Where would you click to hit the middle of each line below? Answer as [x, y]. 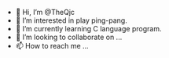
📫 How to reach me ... [52, 46]
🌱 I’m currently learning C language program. [88, 29]
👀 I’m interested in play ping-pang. [71, 20]
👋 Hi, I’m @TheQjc [45, 12]
